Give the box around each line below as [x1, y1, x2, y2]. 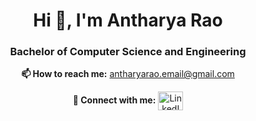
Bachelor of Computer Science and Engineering [9, 45, 247, 59]
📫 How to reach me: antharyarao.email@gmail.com [21, 68, 235, 80]
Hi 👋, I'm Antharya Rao [33, 9, 223, 32]
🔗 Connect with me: [72, 94, 157, 106]
